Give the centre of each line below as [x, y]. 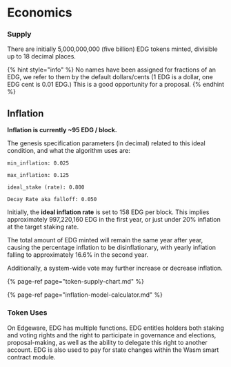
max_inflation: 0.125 [38, 176]
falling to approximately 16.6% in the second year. [78, 255]
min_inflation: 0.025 [38, 163]
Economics [40, 13]
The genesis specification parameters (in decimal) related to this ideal [106, 143]
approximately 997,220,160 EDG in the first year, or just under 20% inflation [114, 220]
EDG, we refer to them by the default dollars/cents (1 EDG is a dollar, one [110, 77]
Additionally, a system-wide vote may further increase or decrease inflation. [115, 268]
